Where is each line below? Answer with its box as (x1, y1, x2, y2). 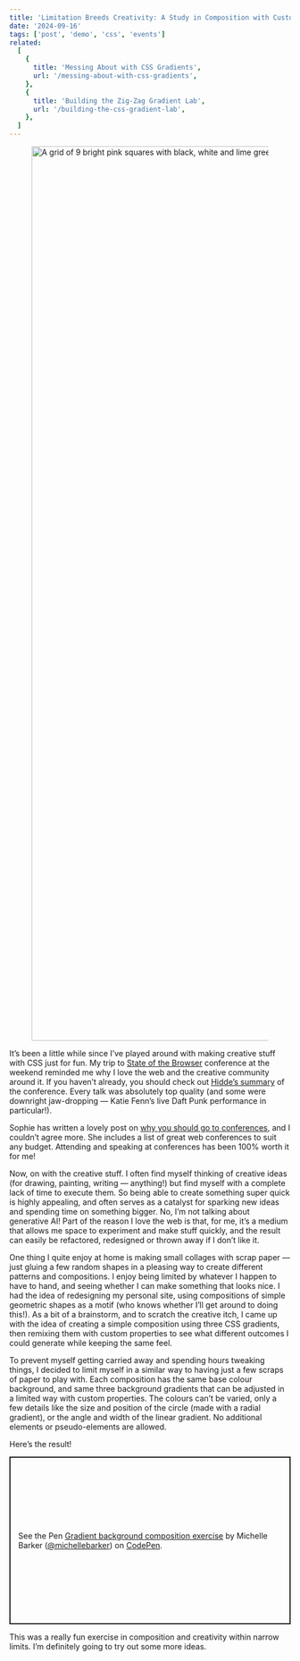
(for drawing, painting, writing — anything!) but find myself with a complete (9, 1178, 286, 1188)
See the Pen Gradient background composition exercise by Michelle (18, 1530, 268, 1541)
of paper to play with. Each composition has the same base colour (9, 1374, 253, 1385)
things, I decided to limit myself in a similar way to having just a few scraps (9, 1365, 284, 1375)
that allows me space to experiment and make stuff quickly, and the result (9, 1225, 281, 1235)
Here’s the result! (9, 1439, 72, 1449)
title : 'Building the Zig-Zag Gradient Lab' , (32, 96, 205, 106)
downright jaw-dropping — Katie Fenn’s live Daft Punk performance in (9, 1096, 267, 1106)
